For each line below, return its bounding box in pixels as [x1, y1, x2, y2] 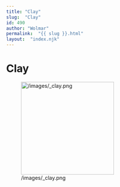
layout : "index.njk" [6, 36, 60, 42]
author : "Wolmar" [6, 25, 49, 31]
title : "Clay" [6, 8, 42, 15]
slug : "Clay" [6, 14, 42, 20]
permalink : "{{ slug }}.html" [6, 31, 84, 37]
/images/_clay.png [21, 174, 66, 181]
